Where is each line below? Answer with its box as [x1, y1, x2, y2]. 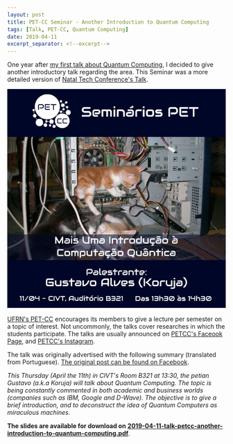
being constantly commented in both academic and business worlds [7, 386, 203, 395]
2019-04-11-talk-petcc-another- [127, 422, 223, 430]
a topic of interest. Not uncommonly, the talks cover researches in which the [7, 322, 225, 331]
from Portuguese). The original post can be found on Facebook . [7, 358, 189, 366]
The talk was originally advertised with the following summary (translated [7, 351, 216, 359]
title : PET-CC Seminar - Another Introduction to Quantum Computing [7, 18, 209, 26]
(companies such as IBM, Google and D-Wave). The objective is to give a [7, 393, 217, 402]
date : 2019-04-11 [7, 33, 58, 40]
